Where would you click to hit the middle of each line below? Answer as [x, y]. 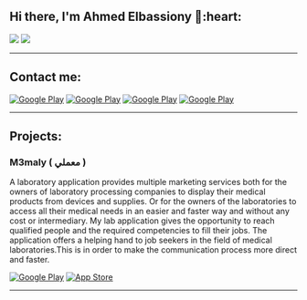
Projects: [36, 136]
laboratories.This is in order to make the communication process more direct [153, 250]
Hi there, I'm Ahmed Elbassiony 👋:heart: [126, 17]
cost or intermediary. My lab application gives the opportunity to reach [143, 221]
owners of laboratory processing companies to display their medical [138, 191]
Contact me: [46, 77]
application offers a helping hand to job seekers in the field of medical [141, 240]
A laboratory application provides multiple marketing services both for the [148, 182]
